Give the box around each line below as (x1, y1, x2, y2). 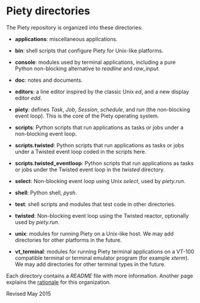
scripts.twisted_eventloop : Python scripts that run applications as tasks (14, 159, 194, 166)
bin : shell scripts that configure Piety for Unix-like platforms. (14, 47, 164, 54)
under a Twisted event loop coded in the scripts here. (14, 148, 147, 155)
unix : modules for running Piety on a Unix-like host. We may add (14, 230, 174, 237)
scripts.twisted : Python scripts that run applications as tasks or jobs (14, 141, 184, 149)
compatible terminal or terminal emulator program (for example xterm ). (14, 254, 189, 261)
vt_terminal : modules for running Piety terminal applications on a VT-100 (14, 248, 195, 255)
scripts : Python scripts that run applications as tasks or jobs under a (14, 123, 184, 131)
